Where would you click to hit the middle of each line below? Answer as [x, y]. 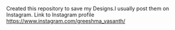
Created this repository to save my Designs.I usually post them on [88, 9]
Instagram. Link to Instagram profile [50, 15]
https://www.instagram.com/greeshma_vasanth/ [66, 21]
